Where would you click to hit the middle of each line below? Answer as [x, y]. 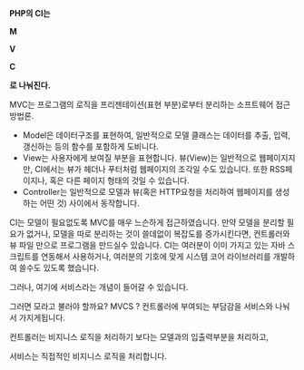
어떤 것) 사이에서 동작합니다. [90, 203]
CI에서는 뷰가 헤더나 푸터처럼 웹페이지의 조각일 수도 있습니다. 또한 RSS [160, 169]
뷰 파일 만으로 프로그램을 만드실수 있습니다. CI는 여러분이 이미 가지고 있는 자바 [147, 245]
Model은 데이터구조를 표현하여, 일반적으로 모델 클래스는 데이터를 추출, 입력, [156, 135]
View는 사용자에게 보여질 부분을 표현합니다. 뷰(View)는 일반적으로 [139, 158]
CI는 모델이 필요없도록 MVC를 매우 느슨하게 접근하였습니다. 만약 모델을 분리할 [147, 222]
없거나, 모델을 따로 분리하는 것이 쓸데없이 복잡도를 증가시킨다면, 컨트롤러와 [158, 234]
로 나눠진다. [30, 85]
